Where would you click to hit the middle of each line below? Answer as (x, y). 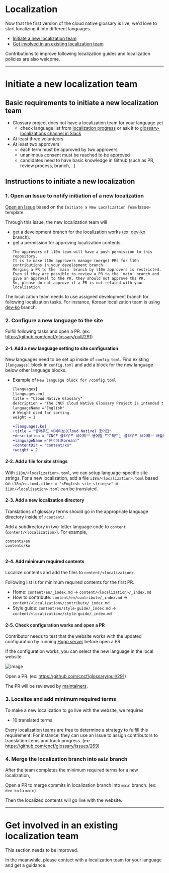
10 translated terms (32, 720)
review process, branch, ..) (48, 166)
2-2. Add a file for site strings (36, 461)
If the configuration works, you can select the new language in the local (79, 651)
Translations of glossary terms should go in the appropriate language (77, 511)
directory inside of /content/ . (36, 517)
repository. (25, 256)
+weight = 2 (25, 450)
